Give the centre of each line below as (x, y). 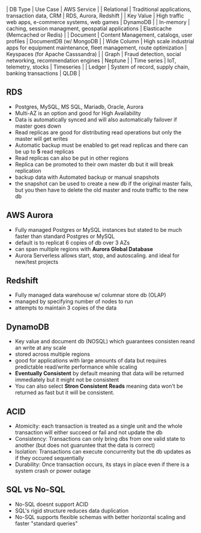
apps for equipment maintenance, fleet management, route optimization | (97, 48)
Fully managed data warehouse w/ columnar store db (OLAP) (90, 295)
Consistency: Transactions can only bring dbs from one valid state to (100, 439)
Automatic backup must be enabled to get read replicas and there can (101, 145)
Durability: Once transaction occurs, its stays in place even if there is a (102, 464)
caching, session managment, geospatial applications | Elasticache (89, 28)
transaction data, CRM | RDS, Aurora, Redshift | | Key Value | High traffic (95, 16)
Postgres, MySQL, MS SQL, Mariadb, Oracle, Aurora (79, 107)
